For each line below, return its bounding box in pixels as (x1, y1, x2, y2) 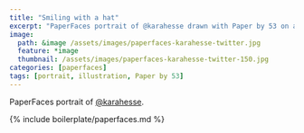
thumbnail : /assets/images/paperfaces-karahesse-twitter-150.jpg (17, 55, 270, 64)
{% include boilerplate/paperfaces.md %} (9, 113, 166, 124)
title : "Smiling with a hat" (9, 13, 119, 22)
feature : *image (17, 47, 79, 56)
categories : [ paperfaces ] (9, 64, 107, 73)
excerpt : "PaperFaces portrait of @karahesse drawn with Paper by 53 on (9, 22, 290, 31)
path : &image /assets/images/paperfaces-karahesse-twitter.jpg (17, 38, 261, 48)
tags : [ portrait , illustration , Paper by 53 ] (9, 72, 184, 81)
